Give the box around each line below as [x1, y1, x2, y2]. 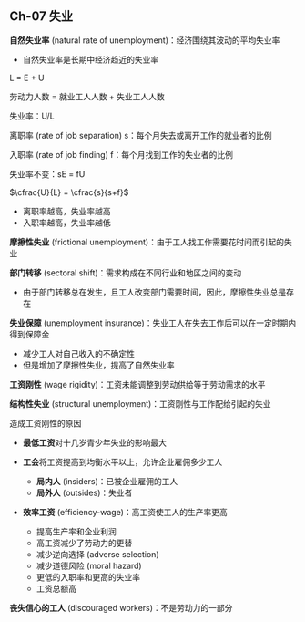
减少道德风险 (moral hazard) [36, 560, 143, 571]
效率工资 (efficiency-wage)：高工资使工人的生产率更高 [22, 506, 228, 517]
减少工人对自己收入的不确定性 [22, 347, 135, 358]
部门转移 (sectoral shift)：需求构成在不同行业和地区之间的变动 [9, 267, 242, 278]
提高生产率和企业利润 [36, 525, 117, 536]
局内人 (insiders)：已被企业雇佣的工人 [36, 475, 178, 486]
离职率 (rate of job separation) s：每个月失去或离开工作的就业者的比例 [9, 130, 272, 140]
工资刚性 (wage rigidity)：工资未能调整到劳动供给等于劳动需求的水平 [9, 378, 266, 389]
